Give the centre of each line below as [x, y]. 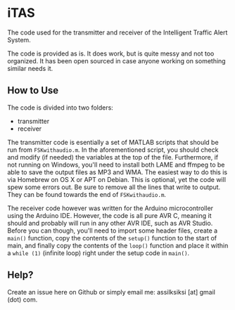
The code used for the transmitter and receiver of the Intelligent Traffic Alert [118, 32]
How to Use [33, 90]
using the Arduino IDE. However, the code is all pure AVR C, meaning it [110, 215]
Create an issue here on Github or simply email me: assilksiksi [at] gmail [112, 292]
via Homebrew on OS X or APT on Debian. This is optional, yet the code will [117, 179]
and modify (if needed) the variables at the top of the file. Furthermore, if [113, 157]
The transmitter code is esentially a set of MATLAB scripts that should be [113, 142]
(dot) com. [23, 299]
